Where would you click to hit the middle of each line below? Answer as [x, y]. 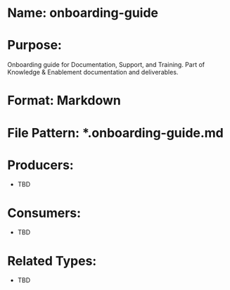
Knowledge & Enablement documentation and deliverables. [93, 72]
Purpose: [34, 45]
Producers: [40, 165]
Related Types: [52, 261]
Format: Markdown [64, 101]
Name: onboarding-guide [83, 13]
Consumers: [44, 213]
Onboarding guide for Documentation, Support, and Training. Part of [106, 65]
